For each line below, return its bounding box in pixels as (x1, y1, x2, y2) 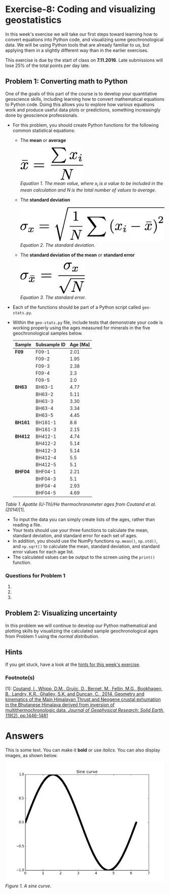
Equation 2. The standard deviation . (20, 242, 96, 248)
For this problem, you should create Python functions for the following (12, 122, 159, 128)
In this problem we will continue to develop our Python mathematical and (5, 622, 157, 628)
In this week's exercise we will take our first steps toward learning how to (5, 31, 158, 37)
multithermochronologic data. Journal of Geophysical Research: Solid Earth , (5, 707, 164, 713)
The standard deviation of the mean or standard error (20, 252, 135, 258)
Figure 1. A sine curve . (5, 883, 52, 889)
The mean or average (20, 137, 66, 143)
